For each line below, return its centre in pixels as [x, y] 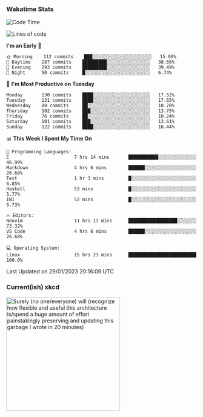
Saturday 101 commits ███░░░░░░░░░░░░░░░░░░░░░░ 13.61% [90, 122]
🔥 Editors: [20, 216]
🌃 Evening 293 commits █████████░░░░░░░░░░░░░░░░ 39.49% [90, 68]
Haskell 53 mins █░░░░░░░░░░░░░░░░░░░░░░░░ [101, 189]
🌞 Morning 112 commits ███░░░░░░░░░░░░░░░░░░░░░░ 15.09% [92, 57]
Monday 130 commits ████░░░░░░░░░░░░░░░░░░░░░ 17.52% [90, 95]
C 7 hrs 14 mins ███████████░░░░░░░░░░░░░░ [101, 157]
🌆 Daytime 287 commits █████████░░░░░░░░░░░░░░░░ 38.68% [90, 62]
